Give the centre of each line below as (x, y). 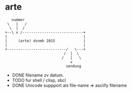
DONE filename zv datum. (38, 75)
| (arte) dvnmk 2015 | (45, 41)
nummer (18, 20)
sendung (74, 66)
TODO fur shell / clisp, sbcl (39, 80)
